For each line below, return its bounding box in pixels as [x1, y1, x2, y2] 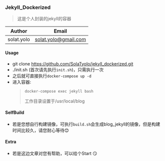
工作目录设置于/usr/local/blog [24, 98, 85, 104]
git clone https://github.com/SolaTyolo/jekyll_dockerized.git [12, 61, 133, 66]
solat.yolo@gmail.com [35, 36, 86, 43]
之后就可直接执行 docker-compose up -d [12, 73, 91, 79]
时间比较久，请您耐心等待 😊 [12, 127, 69, 133]
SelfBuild [5, 110, 25, 116]
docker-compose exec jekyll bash [24, 89, 94, 94]
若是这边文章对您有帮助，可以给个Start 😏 [12, 150, 97, 156]
